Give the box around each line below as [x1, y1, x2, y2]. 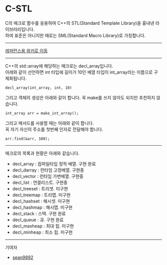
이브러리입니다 [5, 26, 34, 32]
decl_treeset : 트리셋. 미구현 [12, 185, 68, 191]
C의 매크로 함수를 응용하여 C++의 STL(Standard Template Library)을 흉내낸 [5, 20, 155, 26]
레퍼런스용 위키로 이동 [5, 48, 48, 54]
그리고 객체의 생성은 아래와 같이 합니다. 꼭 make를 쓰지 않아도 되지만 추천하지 [5, 94, 156, 100]
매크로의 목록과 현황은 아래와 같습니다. [5, 150, 80, 156]
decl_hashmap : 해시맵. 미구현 [12, 204, 73, 210]
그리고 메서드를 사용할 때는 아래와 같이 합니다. [5, 120, 94, 126]
